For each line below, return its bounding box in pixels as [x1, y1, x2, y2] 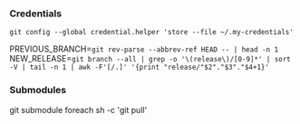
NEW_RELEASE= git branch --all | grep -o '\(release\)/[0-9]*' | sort [9, 53, 292, 64]
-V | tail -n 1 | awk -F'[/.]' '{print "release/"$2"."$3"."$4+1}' [9, 62, 270, 72]
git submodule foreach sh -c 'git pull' [9, 104, 148, 115]
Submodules [9, 84, 67, 97]
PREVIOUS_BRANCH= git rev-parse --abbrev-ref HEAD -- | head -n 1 [9, 43, 279, 54]
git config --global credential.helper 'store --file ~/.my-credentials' [9, 28, 295, 37]
